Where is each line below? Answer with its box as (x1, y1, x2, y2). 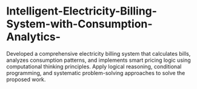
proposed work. (6, 76, 46, 83)
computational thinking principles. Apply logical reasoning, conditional (6, 62, 182, 70)
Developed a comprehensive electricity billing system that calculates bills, (6, 50, 191, 57)
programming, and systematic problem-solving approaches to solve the (6, 69, 185, 76)
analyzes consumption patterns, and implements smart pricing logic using (6, 56, 191, 64)
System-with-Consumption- (6, 17, 153, 31)
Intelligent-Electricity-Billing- (6, 4, 158, 18)
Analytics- (6, 30, 61, 44)
